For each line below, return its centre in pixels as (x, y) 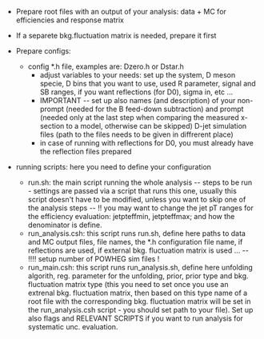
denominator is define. (65, 225)
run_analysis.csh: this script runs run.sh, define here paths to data (137, 233)
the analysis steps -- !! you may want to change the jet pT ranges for (140, 208)
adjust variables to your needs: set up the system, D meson (138, 75)
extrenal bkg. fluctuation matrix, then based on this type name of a (138, 293)
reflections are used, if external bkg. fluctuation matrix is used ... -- (138, 250)
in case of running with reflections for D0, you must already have (146, 143)
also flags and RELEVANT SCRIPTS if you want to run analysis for (136, 318)
